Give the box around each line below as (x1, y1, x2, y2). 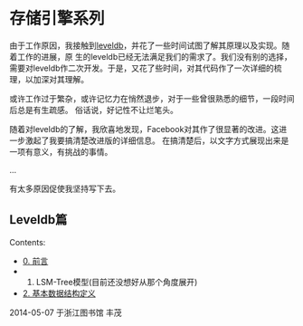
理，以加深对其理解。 (9, 73, 89, 84)
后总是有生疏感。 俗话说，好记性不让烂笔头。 (9, 104, 178, 115)
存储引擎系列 (9, 8, 106, 29)
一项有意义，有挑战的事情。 (9, 146, 113, 157)
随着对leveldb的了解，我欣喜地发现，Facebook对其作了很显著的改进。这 (9, 123, 279, 134)
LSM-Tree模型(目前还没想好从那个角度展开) (35, 276, 198, 287)
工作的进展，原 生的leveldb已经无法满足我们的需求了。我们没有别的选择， (16, 51, 292, 62)
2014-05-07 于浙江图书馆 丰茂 (9, 307, 122, 318)
